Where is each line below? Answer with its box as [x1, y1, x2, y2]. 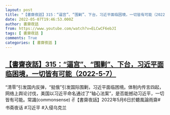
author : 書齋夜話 [5, 21, 39, 27]
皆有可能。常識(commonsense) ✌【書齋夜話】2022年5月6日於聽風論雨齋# [5, 96, 161, 102]
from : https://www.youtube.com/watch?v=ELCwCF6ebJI [5, 26, 116, 31]
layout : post [5, 7, 33, 13]
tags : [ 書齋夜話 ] [5, 31, 44, 36]
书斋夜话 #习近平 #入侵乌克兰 [5, 104, 67, 110]
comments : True [5, 36, 37, 41]
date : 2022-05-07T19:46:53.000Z [5, 17, 73, 22]
